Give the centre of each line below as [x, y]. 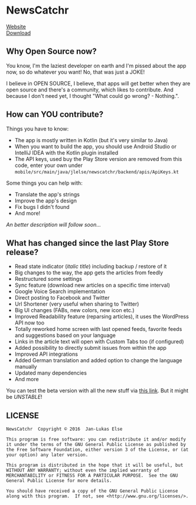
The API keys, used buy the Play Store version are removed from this [98, 159]
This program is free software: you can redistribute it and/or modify [96, 440]
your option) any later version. [47, 455]
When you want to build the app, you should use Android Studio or [96, 146]
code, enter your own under [48, 165]
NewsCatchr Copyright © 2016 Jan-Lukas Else [64, 429]
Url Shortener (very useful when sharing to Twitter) [77, 304]
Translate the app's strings [47, 194]
